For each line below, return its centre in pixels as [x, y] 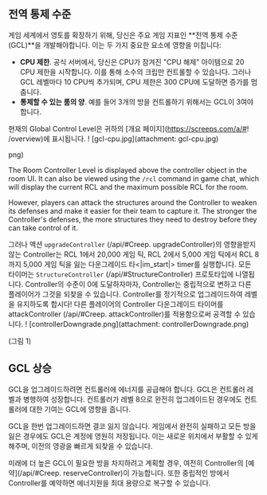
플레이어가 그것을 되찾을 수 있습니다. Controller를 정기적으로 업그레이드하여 [126, 294]
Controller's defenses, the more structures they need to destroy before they [133, 219]
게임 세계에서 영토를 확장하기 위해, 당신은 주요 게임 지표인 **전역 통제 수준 [123, 35]
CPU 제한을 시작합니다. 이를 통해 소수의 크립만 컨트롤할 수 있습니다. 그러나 [135, 72]
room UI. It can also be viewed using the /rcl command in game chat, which [134, 179]
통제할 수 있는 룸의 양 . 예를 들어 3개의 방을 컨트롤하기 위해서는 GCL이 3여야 [136, 101]
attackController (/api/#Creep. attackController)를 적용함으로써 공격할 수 [125, 314]
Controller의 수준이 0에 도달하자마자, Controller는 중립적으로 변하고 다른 [138, 284]
